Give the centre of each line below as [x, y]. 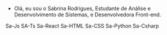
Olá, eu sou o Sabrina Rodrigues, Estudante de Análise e [82, 8]
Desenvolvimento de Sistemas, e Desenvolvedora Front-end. [87, 15]
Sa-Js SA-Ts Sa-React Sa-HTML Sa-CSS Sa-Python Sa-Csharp [82, 26]
